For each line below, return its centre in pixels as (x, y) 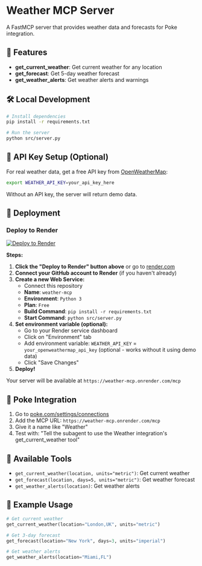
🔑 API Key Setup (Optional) (58, 157)
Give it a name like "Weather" (52, 427)
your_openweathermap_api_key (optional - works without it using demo (110, 350)
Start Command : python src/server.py (73, 318)
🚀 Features (27, 53)
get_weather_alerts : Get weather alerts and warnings (82, 79)
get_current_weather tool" (47, 440)
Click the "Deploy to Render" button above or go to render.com (95, 267)
